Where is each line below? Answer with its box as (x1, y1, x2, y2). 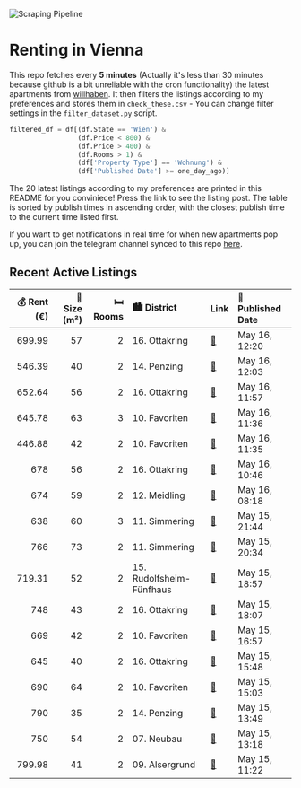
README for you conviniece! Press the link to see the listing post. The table (9, 193, 288, 204)
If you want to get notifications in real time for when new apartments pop (9, 229, 279, 240)
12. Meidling (132, 489, 185, 502)
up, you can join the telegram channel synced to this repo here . (9, 239, 244, 250)
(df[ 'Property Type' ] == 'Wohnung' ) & (77, 158, 222, 168)
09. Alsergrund (132, 758, 195, 771)
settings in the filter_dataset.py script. (9, 108, 158, 118)
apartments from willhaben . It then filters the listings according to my (9, 88, 264, 99)
